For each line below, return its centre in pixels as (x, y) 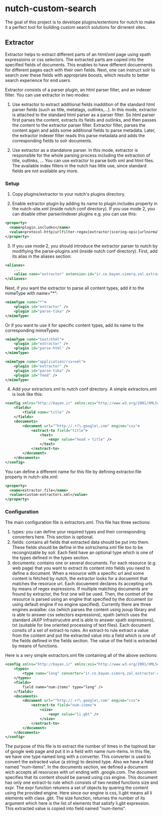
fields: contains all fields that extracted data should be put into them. (81, 542)
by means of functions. (35, 646)
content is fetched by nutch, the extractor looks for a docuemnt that (80, 578)
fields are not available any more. (45, 171)
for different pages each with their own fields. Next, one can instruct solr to (80, 70)
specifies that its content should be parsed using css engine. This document (81, 777)
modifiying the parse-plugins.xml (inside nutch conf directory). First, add (85, 251)
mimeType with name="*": (32, 293)
